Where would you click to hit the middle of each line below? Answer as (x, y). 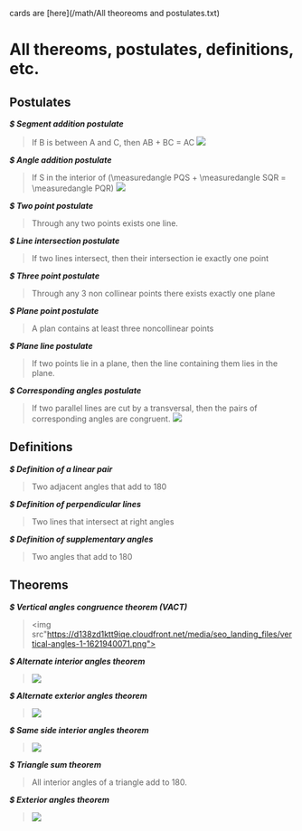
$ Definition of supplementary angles (81, 539)
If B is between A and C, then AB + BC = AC (113, 142)
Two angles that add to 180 (82, 556)
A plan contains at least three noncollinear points (123, 328)
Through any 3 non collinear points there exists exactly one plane (153, 293)
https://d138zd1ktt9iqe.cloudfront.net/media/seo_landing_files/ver (169, 634)
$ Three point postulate (55, 276)
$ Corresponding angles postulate (75, 391)
